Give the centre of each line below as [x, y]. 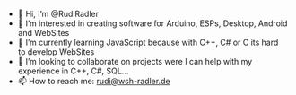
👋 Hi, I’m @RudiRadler [58, 14]
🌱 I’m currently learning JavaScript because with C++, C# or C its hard [148, 42]
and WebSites [44, 33]
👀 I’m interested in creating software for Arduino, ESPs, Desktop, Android [152, 23]
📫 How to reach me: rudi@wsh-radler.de [94, 81]
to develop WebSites [56, 52]
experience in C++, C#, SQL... [73, 71]
